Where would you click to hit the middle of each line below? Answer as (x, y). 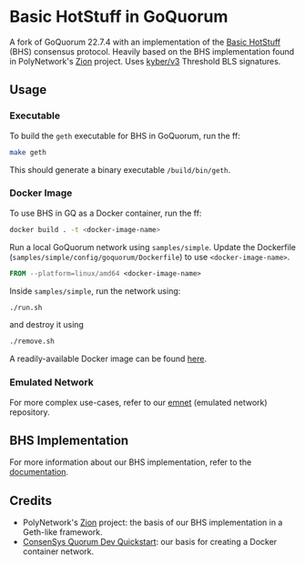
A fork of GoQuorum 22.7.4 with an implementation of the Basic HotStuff (145, 42)
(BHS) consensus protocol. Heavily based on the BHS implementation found (152, 51)
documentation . (39, 472)
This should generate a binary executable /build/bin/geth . (120, 169)
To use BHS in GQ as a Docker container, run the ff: (106, 213)
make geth (28, 152)
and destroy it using (47, 325)
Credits (31, 501)
